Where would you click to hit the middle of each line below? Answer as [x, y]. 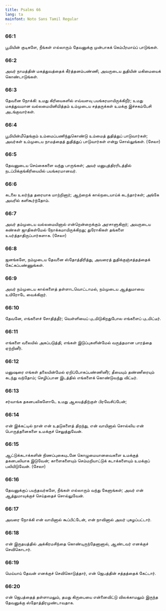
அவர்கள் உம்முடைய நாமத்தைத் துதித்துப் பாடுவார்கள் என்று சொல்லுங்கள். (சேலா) [83, 141]
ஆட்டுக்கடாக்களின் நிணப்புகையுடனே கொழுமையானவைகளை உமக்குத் [72, 455]
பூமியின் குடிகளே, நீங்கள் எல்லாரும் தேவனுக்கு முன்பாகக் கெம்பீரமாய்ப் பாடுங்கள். [82, 47]
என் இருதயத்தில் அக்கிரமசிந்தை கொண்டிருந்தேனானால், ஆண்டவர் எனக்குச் [77, 544]
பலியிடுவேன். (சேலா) [26, 466]
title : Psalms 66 [23, 10]
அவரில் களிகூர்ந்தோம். [28, 200]
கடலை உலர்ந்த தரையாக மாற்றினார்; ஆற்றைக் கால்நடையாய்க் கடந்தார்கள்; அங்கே [82, 195]
